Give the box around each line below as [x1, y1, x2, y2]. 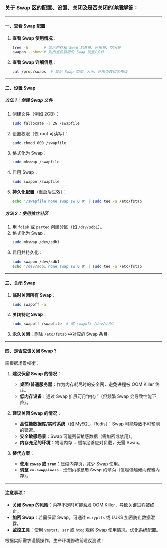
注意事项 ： [5, 490, 27, 496]
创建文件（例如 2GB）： [12, 111, 60, 117]
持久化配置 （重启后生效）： [12, 189, 67, 195]
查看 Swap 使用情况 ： [12, 35, 57, 41]
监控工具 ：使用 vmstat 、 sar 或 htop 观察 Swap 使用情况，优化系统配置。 [12, 527, 161, 533]
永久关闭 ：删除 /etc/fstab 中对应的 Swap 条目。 [12, 331, 113, 337]
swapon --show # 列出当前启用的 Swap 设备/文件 [12, 50, 105, 55]
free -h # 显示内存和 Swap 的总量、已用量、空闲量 [12, 45, 121, 50]
